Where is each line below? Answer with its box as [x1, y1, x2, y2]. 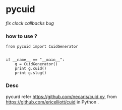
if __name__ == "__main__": [6, 57, 65, 62]
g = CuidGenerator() [15, 62, 58, 67]
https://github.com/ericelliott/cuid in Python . [6, 99, 99, 105]
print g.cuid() [15, 66, 47, 71]
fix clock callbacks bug [6, 20, 54, 26]
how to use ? [6, 33, 37, 40]
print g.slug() [15, 70, 47, 76]
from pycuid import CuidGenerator [6, 44, 79, 49]
